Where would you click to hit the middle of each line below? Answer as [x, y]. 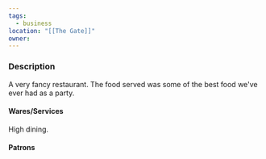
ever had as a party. [42, 93]
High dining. [29, 129]
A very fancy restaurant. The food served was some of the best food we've [133, 84]
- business [34, 23]
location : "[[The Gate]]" [52, 31]
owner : [19, 38]
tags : [17, 16]
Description [32, 67]
